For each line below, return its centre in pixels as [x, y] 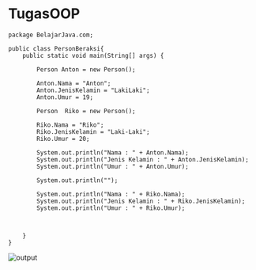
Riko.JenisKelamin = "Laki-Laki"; [93, 131]
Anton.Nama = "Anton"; [74, 83]
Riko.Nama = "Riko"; [70, 125]
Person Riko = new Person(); [86, 111]
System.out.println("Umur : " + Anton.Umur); [113, 166]
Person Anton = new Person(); [86, 69]
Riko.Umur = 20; [63, 139]
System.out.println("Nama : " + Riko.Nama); [111, 194]
